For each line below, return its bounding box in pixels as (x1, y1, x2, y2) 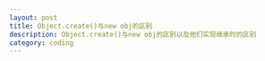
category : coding (9, 38, 74, 48)
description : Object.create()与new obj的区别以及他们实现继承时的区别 (9, 30, 257, 39)
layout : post (9, 13, 58, 22)
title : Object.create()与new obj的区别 (9, 22, 153, 30)
